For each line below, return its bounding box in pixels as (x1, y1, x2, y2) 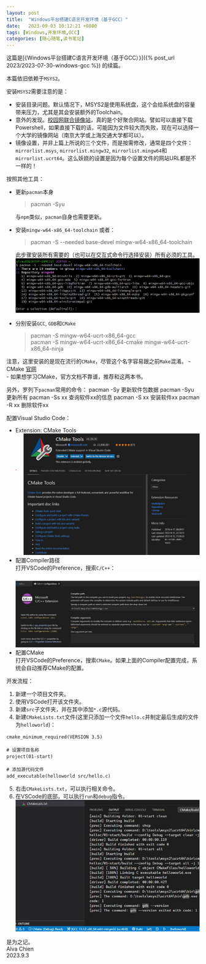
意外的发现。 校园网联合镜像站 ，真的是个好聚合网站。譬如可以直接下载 (15, 117, 193, 124)
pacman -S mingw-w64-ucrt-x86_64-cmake (30, 338, 143, 346)
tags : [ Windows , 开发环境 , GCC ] (6, 29, 80, 36)
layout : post (6, 10, 40, 16)
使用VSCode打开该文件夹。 (15, 698, 85, 705)
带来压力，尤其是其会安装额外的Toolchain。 (15, 109, 126, 116)
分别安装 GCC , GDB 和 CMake (15, 319, 76, 327)
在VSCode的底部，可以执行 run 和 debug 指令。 (15, 792, 129, 800)
